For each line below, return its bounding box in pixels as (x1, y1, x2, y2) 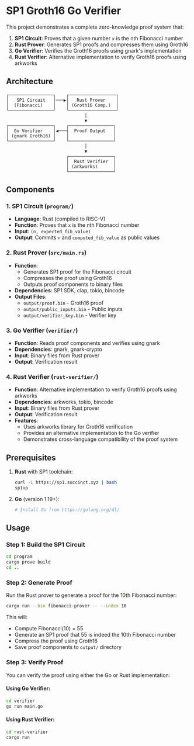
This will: (6, 614, 27, 621)
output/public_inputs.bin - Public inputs (23, 305, 123, 312)
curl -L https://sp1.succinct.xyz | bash (14, 479, 117, 486)
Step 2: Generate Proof (6, 579, 72, 586)
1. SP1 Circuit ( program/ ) (6, 202, 74, 210)
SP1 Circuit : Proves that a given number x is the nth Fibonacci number (14, 34, 183, 42)
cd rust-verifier (6, 729, 49, 735)
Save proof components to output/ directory (14, 644, 122, 651)
